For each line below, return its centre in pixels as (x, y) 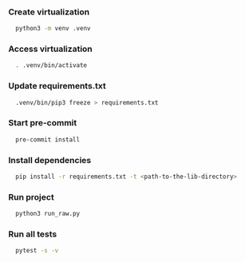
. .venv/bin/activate (51, 65)
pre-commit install (48, 139)
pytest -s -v (37, 251)
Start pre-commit (43, 123)
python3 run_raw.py (48, 214)
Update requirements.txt (57, 86)
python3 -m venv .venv (53, 29)
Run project (31, 196)
